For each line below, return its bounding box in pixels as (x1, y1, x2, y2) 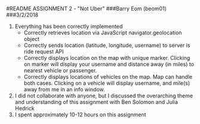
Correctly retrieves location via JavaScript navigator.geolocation (23, 29, 182, 36)
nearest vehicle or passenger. (23, 67, 97, 74)
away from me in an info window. (23, 86, 106, 93)
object (23, 36, 40, 42)
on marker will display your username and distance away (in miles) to (23, 61, 195, 68)
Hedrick (14, 105, 35, 112)
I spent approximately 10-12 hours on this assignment (14, 111, 146, 118)
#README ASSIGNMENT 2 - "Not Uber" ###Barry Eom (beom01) (6, 5, 167, 12)
